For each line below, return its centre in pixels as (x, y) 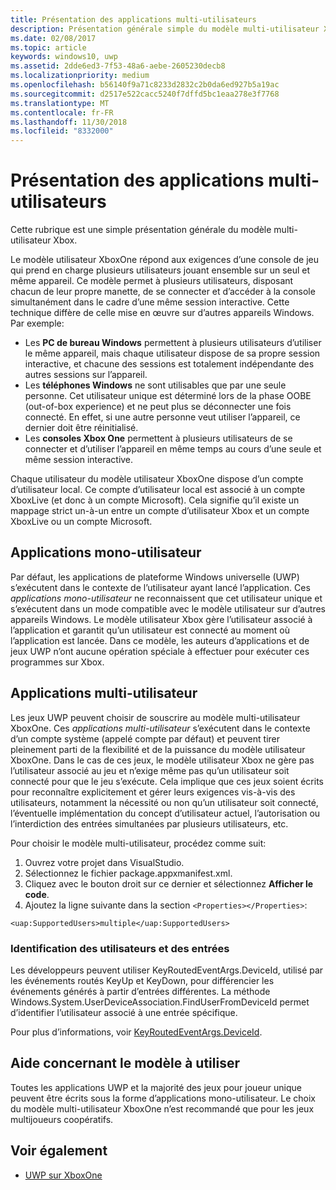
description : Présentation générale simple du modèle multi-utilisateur (165, 29)
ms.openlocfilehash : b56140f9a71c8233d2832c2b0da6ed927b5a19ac (145, 85)
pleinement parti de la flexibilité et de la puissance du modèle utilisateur (158, 749)
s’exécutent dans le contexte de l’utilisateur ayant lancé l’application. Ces (160, 587)
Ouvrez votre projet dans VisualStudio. (104, 862)
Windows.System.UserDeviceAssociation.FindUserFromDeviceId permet (160, 1002)
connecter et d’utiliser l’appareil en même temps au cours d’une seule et (173, 449)
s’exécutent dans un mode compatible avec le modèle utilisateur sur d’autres (168, 608)
